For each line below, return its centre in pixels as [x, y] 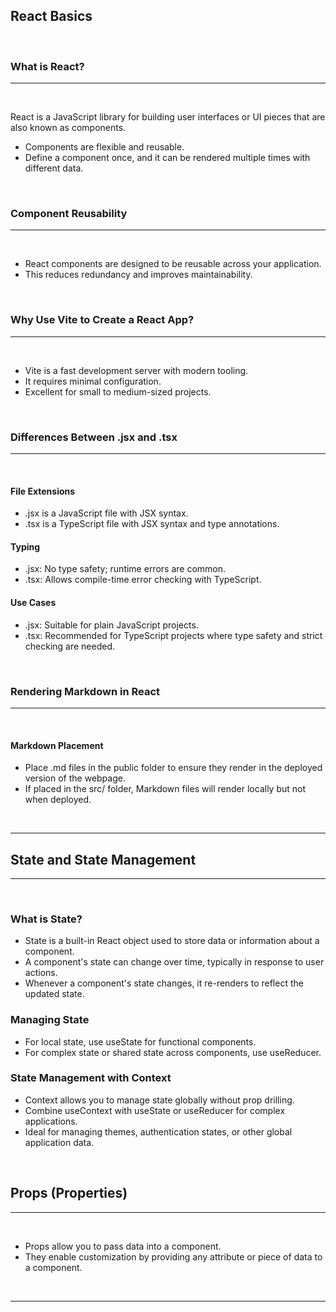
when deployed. [58, 800]
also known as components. [68, 128]
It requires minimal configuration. [93, 381]
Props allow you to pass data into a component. [123, 1246]
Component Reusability [69, 214]
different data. [54, 168]
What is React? [47, 66]
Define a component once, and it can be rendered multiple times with [167, 158]
